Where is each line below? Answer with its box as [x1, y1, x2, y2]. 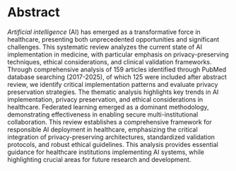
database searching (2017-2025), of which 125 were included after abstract [7, 72, 228, 81]
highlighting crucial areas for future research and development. [7, 155, 191, 163]
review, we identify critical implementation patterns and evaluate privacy [7, 80, 218, 88]
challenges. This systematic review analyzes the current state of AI [7, 42, 203, 51]
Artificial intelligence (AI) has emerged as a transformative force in [7, 28, 201, 36]
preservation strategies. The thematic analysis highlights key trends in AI [7, 88, 219, 96]
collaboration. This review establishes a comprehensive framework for [7, 117, 212, 126]
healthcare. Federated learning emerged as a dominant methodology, [7, 102, 210, 111]
